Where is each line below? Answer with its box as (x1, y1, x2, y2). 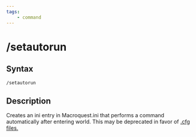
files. (6, 124, 19, 132)
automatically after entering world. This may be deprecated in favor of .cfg (6, 118, 191, 126)
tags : (6, 8, 20, 15)
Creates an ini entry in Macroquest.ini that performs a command (6, 112, 165, 119)
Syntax (6, 64, 34, 74)
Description (6, 96, 51, 106)
